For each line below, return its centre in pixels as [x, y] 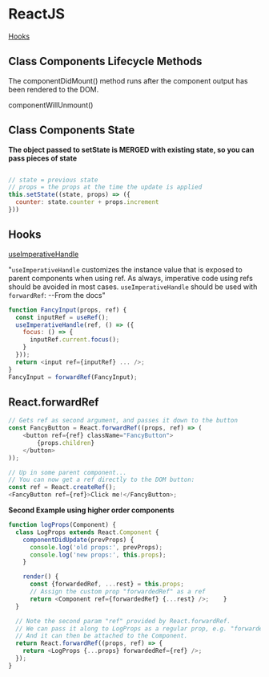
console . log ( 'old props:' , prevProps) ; [96, 547]
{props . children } [66, 442]
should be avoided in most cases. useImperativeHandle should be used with [133, 287]
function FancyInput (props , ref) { [68, 310]
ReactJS [37, 14]
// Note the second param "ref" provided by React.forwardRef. [123, 621]
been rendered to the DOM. [54, 89]
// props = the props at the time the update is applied [105, 187]
